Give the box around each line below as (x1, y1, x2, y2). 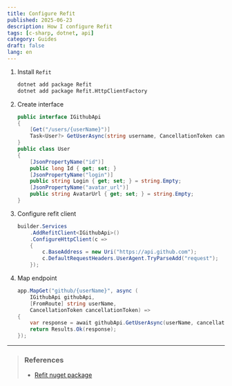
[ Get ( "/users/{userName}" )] (30, 126, 110, 134)
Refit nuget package (34, 371, 93, 379)
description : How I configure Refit (7, 23, 113, 30)
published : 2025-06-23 (7, 17, 72, 24)
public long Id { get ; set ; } (30, 165, 117, 172)
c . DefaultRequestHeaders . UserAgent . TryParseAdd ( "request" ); (42, 255, 219, 262)
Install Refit (17, 67, 52, 76)
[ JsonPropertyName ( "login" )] (30, 171, 114, 178)
